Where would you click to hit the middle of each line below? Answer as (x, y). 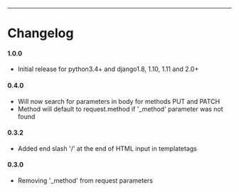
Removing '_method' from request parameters (85, 181)
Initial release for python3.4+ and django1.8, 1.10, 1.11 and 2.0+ (108, 69)
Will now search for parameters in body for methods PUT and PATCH (119, 101)
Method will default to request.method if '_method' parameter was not (120, 109)
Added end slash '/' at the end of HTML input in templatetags (107, 148)
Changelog (41, 33)
